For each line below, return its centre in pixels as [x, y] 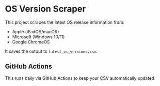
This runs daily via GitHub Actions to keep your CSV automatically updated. [80, 78]
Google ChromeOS [31, 42]
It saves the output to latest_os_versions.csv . [51, 51]
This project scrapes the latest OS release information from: [65, 22]
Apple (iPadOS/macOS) [35, 31]
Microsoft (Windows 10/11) [38, 37]
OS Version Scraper [46, 9]
